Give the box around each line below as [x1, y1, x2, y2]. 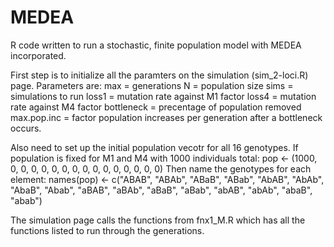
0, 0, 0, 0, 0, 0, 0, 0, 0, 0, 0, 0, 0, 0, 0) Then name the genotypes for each [10, 162, 312, 175]
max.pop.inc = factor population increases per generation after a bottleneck [10, 111, 323, 123]
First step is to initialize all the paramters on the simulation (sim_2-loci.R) [10, 69, 309, 81]
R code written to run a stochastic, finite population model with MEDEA [10, 39, 302, 51]
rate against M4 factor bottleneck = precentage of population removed [10, 101, 302, 113]
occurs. [10, 122, 42, 134]
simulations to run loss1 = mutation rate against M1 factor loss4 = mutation [10, 90, 317, 102]
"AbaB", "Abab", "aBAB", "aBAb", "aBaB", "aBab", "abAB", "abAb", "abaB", [10, 184, 313, 196]
